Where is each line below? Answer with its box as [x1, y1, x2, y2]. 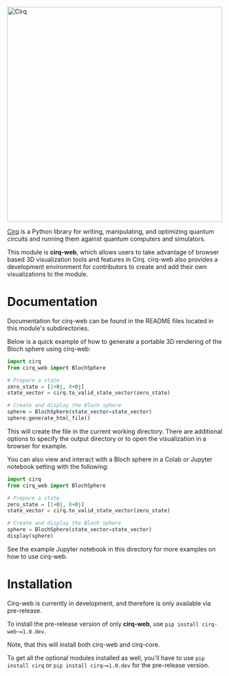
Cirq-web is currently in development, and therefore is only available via [7, 599, 211, 607]
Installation [7, 576, 73, 592]
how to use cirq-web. [7, 552, 67, 560]
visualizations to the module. [7, 270, 88, 278]
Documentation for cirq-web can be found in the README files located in [7, 316, 215, 325]
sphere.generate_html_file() [7, 415, 91, 422]
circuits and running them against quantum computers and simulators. [7, 235, 206, 243]
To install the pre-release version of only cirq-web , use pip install [7, 620, 199, 628]
